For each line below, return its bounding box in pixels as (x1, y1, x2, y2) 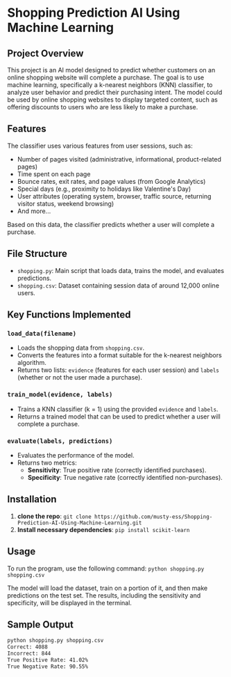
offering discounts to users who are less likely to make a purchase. (7, 103, 198, 111)
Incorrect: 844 (7, 650, 51, 657)
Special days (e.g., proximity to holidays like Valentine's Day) (17, 185, 191, 193)
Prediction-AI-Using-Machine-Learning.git (17, 519, 142, 527)
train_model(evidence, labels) (7, 391, 113, 398)
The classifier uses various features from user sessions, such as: (7, 141, 193, 150)
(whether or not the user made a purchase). (17, 373, 142, 382)
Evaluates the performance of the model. (17, 451, 135, 459)
